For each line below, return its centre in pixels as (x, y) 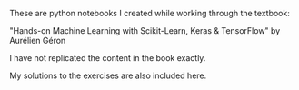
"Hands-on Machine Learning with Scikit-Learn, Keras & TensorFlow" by (145, 30)
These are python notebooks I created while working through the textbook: (150, 13)
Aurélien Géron (38, 40)
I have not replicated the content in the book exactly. (108, 58)
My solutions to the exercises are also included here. (108, 75)
